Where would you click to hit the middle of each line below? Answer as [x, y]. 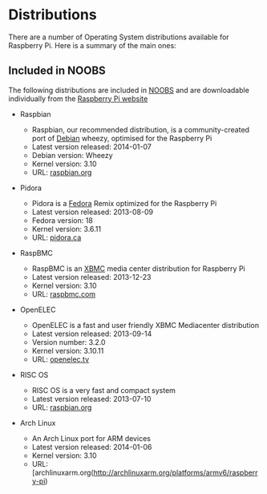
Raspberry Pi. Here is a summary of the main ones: [92, 45]
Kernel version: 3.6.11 [67, 229]
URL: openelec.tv [61, 359]
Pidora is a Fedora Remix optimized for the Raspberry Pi [124, 203]
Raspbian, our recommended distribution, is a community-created [141, 129]
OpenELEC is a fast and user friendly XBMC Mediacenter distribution [146, 325]
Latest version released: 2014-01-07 [92, 147]
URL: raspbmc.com [64, 294]
